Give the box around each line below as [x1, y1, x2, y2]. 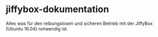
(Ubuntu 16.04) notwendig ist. [6, 25, 68, 31]
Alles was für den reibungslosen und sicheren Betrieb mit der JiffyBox [6, 20, 153, 26]
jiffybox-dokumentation [6, 4, 109, 15]
